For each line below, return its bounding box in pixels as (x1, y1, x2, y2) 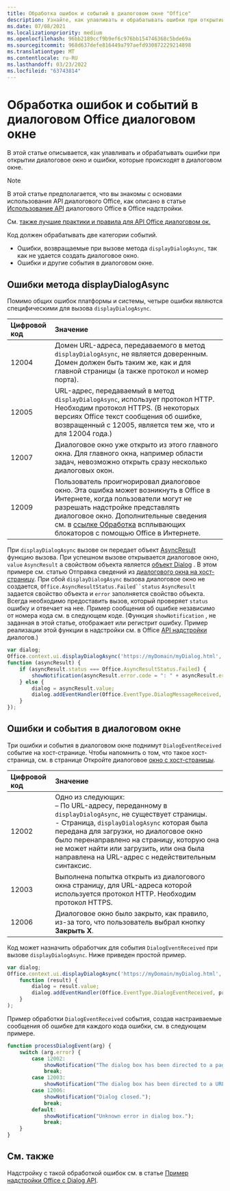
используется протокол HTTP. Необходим (54, 889, 196, 898)
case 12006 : (31, 1087, 66, 1094)
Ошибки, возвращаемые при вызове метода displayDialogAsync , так (16, 244, 218, 252)
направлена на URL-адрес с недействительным (54, 852, 216, 861)
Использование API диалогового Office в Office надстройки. (7, 204, 183, 213)
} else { (19, 678, 44, 686)
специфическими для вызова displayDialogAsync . (7, 304, 152, 313)
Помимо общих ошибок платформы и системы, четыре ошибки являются (7, 297, 223, 305)
